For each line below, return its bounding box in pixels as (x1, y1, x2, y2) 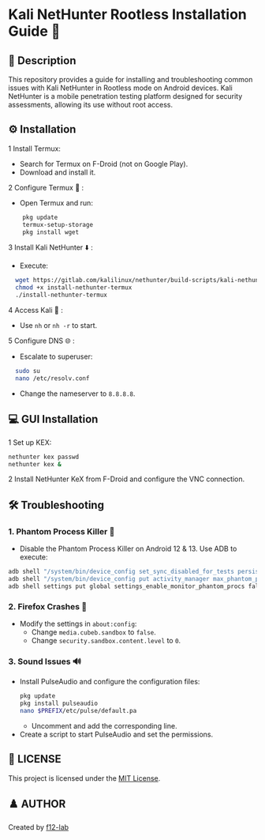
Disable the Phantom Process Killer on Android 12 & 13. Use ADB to (19, 544, 237, 554)
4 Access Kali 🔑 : (8, 306, 63, 315)
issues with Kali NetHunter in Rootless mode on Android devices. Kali (8, 83, 233, 92)
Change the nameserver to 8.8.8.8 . (19, 389, 136, 398)
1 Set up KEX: (8, 437, 52, 447)
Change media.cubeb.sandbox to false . (31, 627, 156, 637)
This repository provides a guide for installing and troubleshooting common (8, 75, 253, 84)
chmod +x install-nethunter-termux (15, 284, 132, 292)
